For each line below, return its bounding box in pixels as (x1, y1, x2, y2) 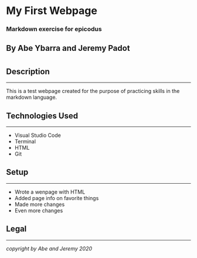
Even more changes (14, 207, 63, 214)
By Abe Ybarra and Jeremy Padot (6, 43, 130, 53)
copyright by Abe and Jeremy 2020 (6, 245, 93, 252)
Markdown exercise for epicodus (6, 25, 102, 33)
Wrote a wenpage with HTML (14, 188, 86, 195)
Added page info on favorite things (14, 194, 99, 201)
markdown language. (6, 94, 57, 101)
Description (6, 66, 50, 77)
